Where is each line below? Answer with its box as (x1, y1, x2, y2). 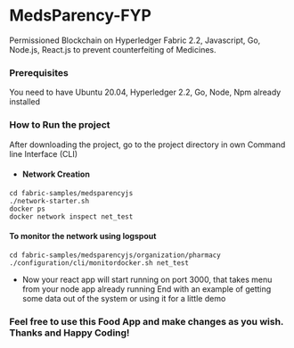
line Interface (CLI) (9, 148, 78, 159)
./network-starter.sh (9, 196, 90, 205)
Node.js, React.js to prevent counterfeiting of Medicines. (9, 44, 216, 54)
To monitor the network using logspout (9, 231, 157, 242)
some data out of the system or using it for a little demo (21, 293, 226, 303)
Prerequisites (9, 66, 69, 79)
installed (9, 96, 41, 107)
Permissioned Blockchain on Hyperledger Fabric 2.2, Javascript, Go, (9, 35, 261, 46)
